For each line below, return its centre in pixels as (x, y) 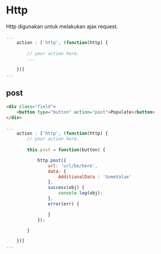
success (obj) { (66, 188)
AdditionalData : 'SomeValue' (95, 177)
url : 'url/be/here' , (73, 166)
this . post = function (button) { (66, 150)
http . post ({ (52, 160)
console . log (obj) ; (80, 193)
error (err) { (64, 204)
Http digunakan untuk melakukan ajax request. (62, 26)
